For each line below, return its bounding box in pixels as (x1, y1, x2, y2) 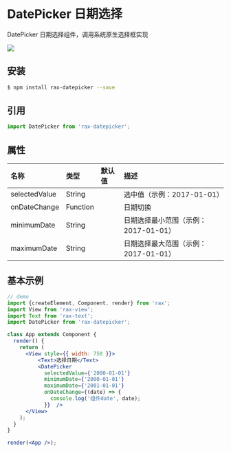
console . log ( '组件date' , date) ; (50, 395, 141, 402)
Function (65, 202, 94, 212)
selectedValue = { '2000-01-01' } (43, 369, 131, 377)
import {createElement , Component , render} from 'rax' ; (7, 300, 170, 307)
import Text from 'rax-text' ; (7, 312, 94, 320)
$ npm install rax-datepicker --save (7, 84, 115, 91)
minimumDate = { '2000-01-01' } (43, 376, 125, 383)
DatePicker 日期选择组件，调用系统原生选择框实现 (7, 30, 148, 38)
